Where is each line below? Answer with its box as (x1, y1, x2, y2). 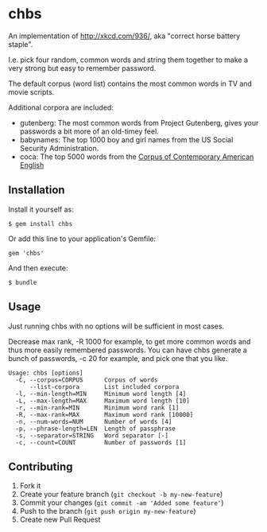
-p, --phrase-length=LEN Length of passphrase (15, 425, 176, 433)
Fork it (19, 481, 41, 491)
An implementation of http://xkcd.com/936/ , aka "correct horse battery (8, 31, 241, 41)
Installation (8, 184, 65, 197)
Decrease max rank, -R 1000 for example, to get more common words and (8, 336, 251, 346)
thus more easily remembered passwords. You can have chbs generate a (8, 345, 248, 355)
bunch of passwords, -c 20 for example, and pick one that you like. (8, 353, 228, 363)
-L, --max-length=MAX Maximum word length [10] (15, 397, 191, 405)
